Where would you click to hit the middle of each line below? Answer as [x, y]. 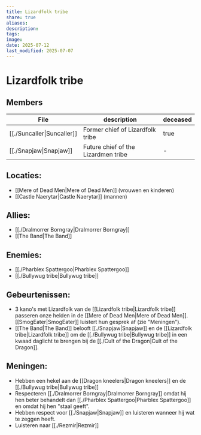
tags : [13, 34]
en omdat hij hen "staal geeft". [52, 406]
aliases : [17, 23]
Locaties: [24, 175]
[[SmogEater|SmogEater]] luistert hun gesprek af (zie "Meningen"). [98, 322]
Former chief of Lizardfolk [119, 130]
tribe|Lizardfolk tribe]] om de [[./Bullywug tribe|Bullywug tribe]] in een [101, 334]
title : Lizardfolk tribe [37, 12]
